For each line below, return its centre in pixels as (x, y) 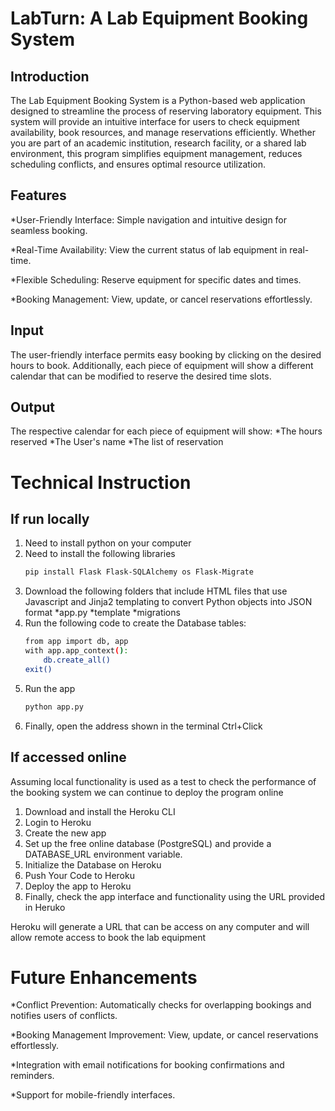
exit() (38, 669)
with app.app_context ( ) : (76, 651)
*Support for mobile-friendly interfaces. (93, 1095)
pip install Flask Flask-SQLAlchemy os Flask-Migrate (139, 572)
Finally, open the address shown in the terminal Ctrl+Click (143, 726)
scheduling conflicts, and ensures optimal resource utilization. (138, 164)
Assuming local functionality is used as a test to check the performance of (163, 781)
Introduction (50, 76)
